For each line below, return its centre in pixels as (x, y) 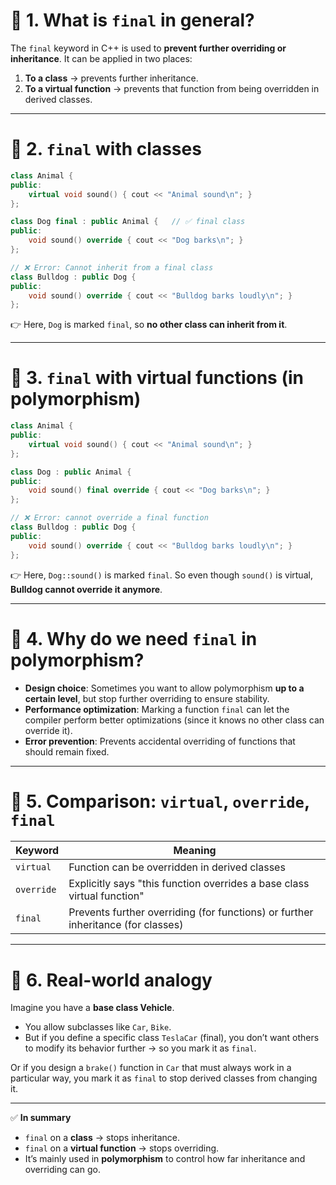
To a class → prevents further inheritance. (111, 78)
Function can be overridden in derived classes (177, 867)
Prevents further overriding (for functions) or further (191, 912)
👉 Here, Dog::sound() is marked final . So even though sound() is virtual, (161, 575)
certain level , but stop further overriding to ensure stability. (147, 698)
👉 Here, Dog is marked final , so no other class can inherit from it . (149, 325)
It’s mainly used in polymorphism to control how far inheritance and (165, 1159)
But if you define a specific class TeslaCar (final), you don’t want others (172, 1038)
